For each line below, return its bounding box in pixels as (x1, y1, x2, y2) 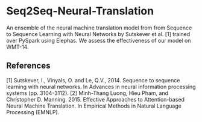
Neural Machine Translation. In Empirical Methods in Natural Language (6, 102, 182, 109)
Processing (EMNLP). (6, 108, 60, 115)
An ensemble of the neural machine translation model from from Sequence (6, 24, 192, 31)
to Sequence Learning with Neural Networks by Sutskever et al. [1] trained (6, 30, 191, 37)
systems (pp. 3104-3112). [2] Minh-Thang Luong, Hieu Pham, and (6, 89, 169, 97)
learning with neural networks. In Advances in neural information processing (6, 83, 196, 90)
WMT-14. (6, 43, 29, 50)
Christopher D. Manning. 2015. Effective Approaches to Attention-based (6, 96, 185, 103)
